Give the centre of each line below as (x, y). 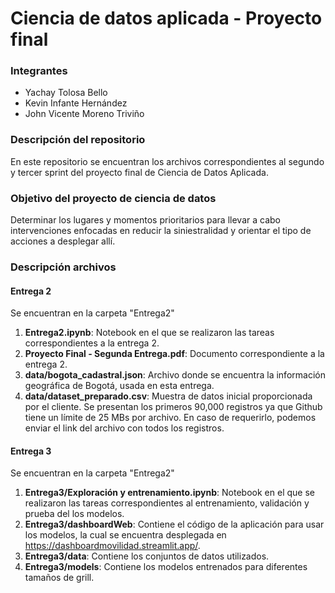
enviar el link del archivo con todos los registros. (124, 428)
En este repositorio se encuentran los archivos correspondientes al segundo (167, 161)
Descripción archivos (63, 267)
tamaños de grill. (59, 578)
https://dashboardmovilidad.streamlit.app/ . (112, 546)
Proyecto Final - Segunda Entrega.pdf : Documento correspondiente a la (174, 354)
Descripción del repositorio (78, 140)
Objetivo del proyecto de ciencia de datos (113, 198)
